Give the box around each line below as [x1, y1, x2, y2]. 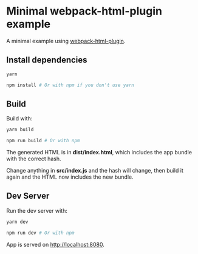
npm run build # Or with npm [6, 138, 80, 144]
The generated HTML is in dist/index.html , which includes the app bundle [6, 149, 193, 156]
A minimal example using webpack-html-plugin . [6, 37, 126, 44]
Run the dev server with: [6, 207, 68, 214]
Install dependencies [6, 55, 87, 65]
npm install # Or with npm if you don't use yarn [6, 82, 135, 88]
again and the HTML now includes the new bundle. [6, 173, 134, 180]
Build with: [6, 115, 33, 122]
